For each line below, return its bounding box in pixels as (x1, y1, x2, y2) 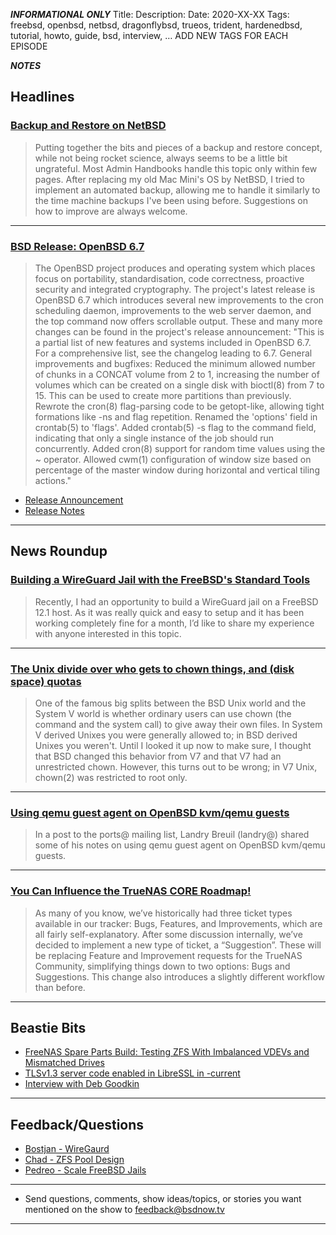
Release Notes (24, 504, 85, 516)
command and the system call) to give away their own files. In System (34, 718, 323, 730)
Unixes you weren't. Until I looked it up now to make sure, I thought (34, 739, 312, 751)
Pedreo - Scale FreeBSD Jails (24, 1164, 147, 1176)
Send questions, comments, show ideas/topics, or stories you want (24, 1193, 302, 1205)
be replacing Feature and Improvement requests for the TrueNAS (34, 949, 303, 961)
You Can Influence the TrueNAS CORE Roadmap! (10, 884, 252, 898)
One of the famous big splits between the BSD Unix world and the (34, 697, 307, 709)
